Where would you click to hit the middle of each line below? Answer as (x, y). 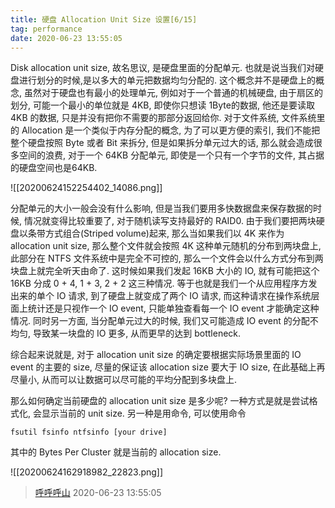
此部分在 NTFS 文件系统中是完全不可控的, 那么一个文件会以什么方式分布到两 (167, 258)
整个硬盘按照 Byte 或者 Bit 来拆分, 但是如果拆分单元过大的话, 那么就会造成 (162, 143)
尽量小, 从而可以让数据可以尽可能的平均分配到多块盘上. (124, 380)
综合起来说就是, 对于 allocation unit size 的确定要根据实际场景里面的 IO (156, 355)
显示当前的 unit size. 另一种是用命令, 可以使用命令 (144, 413)
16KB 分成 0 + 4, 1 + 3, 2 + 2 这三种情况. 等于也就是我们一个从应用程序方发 (164, 283)
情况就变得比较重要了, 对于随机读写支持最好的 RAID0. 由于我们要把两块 (170, 221)
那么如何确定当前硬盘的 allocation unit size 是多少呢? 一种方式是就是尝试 (160, 401)
